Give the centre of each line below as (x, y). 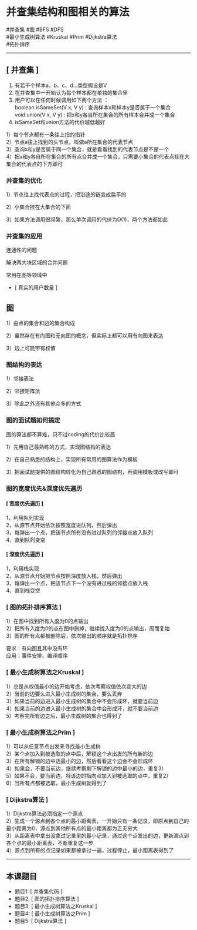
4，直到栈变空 (23, 591)
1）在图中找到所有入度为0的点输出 (47, 621)
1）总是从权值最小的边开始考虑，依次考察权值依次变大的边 (77, 686)
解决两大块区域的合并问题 (37, 263)
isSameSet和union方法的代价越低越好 (60, 122)
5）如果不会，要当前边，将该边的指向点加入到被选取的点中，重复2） (89, 775)
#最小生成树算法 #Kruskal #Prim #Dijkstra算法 (62, 36)
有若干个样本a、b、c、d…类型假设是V (61, 85)
